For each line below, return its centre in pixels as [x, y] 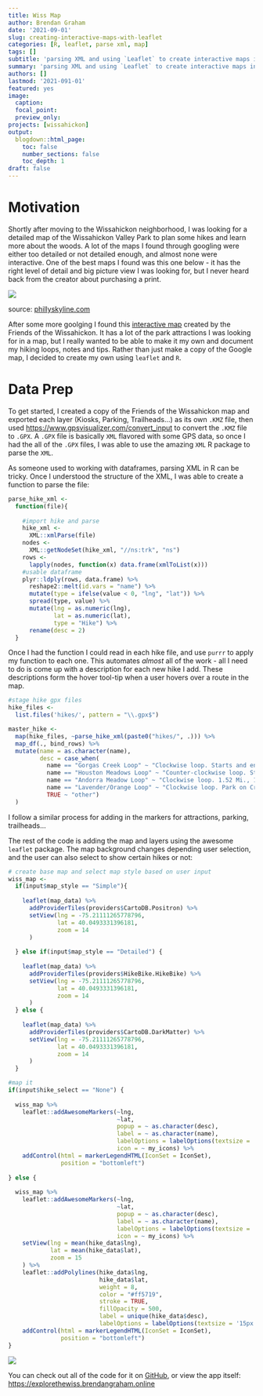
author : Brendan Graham [47, 23]
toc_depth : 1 [43, 162]
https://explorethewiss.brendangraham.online [81, 1383]
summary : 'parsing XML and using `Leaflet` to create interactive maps [127, 67]
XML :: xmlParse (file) [62, 536]
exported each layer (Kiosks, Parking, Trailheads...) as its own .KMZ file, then [131, 419]
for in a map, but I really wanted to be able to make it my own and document [131, 341]
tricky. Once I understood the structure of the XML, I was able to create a [126, 476]
